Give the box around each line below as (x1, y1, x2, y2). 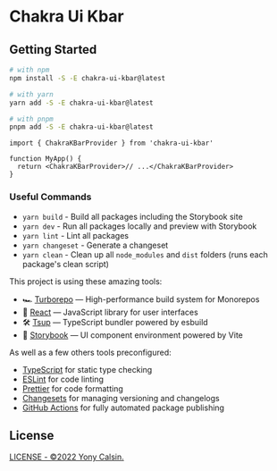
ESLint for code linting (21, 374, 105, 384)
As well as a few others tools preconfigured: (9, 347, 172, 357)
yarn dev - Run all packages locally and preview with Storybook (21, 221, 257, 231)
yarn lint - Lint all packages (21, 230, 130, 240)
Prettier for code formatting (21, 383, 123, 394)
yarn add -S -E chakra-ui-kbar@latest (9, 98, 154, 107)
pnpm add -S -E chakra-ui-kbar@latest (9, 122, 154, 131)
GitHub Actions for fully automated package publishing (21, 402, 225, 413)
